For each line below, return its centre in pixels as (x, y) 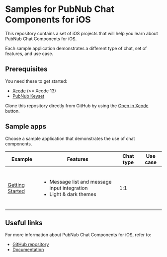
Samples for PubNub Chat (60, 9)
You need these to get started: (36, 81)
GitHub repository (31, 245)
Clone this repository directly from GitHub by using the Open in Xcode (77, 106)
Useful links (24, 223)
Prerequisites (26, 69)
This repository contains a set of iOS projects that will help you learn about (82, 33)
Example (22, 159)
